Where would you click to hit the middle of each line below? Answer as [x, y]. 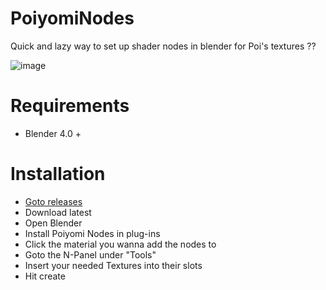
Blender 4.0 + [53, 133]
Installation [58, 174]
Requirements [70, 106]
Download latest [58, 212]
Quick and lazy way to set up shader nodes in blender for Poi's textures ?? [163, 46]
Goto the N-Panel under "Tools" [90, 254]
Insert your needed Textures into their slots [113, 265]
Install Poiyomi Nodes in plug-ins [92, 233]
